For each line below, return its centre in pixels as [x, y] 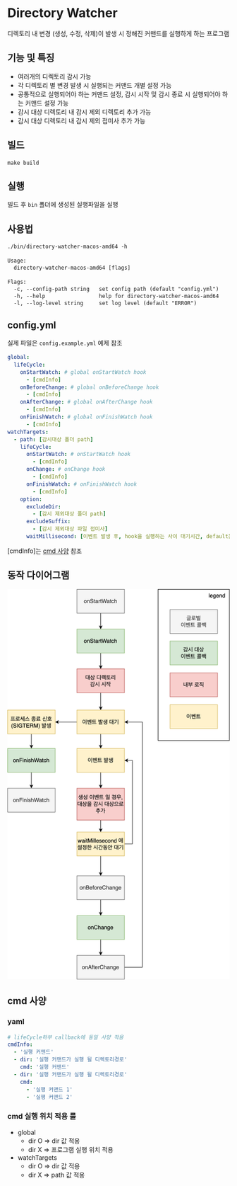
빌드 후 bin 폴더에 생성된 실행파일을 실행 [63, 205]
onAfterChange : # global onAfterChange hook [86, 402]
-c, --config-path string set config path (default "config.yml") [116, 289]
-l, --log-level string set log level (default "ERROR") [105, 303]
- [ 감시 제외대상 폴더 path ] [69, 514]
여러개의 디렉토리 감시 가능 [54, 76]
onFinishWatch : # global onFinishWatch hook [86, 417]
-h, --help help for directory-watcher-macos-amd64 [116, 296]
